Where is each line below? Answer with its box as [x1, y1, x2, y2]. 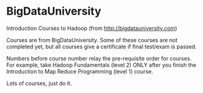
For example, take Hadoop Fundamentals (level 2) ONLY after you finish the [6, 61, 197, 69]
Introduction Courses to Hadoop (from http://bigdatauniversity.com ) [6, 24, 177, 32]
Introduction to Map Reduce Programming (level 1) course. [6, 67, 153, 75]
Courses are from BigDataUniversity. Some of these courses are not [6, 36, 178, 43]
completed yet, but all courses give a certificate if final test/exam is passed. [6, 43, 197, 50]
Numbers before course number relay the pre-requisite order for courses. [6, 54, 192, 62]
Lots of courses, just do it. [6, 80, 72, 87]
